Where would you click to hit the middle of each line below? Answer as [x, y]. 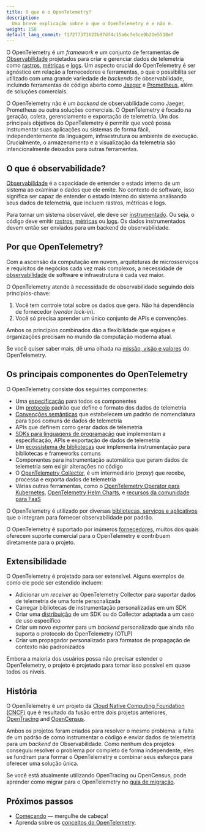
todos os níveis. [26, 672]
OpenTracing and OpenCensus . [46, 719]
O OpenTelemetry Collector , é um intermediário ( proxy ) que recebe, [100, 473]
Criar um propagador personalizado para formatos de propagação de [103, 640]
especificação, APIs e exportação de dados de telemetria [88, 440]
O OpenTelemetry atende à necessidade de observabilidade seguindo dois [100, 287]
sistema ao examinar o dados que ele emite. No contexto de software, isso [100, 189]
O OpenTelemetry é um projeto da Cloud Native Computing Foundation [95, 706]
